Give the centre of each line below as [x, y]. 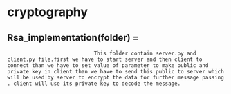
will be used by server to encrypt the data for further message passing [116, 77]
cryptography [48, 12]
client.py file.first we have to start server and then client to [105, 59]
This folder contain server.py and [145, 53]
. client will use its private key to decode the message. [94, 84]
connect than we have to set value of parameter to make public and [108, 66]
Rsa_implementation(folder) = [73, 38]
